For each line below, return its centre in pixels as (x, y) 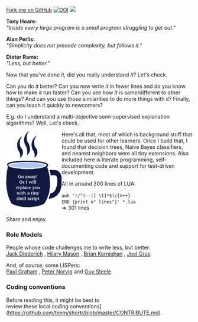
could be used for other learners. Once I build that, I (125, 141)
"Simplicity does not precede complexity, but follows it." (74, 45)
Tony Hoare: (22, 21)
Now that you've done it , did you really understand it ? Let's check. (87, 75)
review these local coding (38, 306)
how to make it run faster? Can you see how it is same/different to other (93, 93)
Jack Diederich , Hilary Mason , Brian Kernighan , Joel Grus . (79, 254)
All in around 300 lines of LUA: (99, 184)
